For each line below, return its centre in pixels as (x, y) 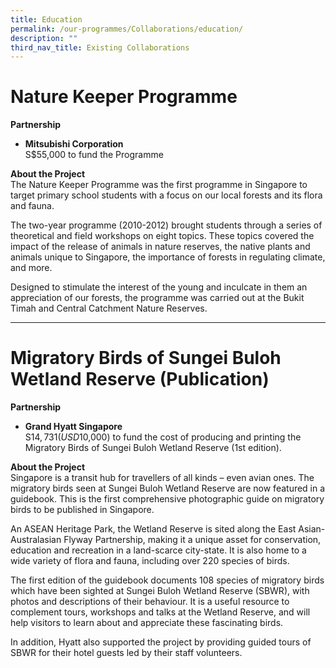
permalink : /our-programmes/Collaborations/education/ (127, 29)
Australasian (36, 540)
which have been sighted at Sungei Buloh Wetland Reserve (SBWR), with (160, 591)
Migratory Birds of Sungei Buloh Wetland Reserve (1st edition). (153, 448)
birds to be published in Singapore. (82, 510)
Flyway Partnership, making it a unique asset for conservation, (192, 540)
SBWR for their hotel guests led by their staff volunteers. (126, 653)
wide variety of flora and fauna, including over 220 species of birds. (150, 561)
